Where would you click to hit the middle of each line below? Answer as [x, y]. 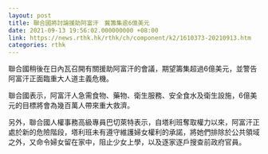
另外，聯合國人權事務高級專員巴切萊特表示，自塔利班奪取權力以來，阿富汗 [130, 122]
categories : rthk [37, 45]
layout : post [30, 15]
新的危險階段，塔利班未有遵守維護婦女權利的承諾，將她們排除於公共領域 [141, 133]
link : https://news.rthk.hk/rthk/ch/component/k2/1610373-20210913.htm [130, 38]
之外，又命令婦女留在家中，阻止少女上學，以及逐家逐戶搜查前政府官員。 [127, 142]
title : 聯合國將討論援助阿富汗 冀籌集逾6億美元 [79, 23]
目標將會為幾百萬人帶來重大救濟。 [78, 106]
